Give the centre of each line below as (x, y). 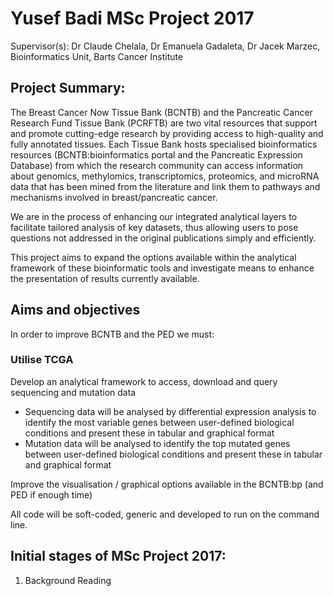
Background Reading (68, 580)
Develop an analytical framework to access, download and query (144, 381)
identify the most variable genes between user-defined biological (159, 422)
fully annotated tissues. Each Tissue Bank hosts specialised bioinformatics (164, 144)
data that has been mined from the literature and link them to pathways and (165, 186)
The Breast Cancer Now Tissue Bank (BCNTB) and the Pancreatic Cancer (161, 112)
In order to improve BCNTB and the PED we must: (112, 334)
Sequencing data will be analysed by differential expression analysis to (170, 411)
